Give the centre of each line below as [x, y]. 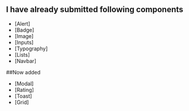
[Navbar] [25, 61]
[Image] [24, 36]
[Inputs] [24, 42]
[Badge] [24, 30]
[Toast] [23, 96]
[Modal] [24, 84]
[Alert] [22, 23]
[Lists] [22, 54]
